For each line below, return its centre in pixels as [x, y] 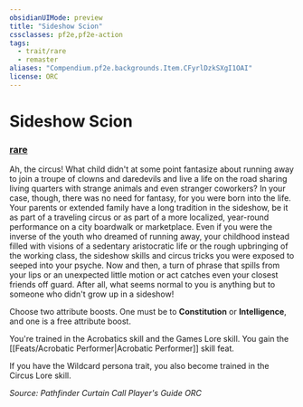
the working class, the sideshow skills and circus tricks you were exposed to [152, 256]
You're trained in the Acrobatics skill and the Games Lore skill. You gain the [149, 339]
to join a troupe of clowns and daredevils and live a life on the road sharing [148, 179]
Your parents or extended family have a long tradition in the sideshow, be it [149, 208]
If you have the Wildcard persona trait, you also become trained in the [139, 366]
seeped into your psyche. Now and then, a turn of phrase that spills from [145, 265]
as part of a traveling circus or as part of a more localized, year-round [139, 217]
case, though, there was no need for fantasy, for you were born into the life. [150, 198]
